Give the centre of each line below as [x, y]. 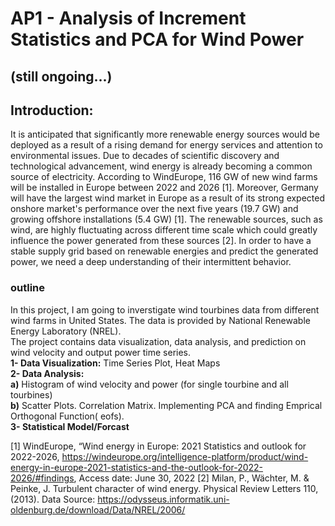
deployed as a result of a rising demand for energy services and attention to [166, 145]
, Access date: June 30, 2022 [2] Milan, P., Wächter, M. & [191, 478]
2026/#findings [42, 478]
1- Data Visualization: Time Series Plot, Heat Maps [115, 363]
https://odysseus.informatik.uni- [163, 499]
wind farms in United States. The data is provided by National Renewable [160, 320]
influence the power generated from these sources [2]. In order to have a [161, 241]
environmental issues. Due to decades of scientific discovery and [145, 156]
